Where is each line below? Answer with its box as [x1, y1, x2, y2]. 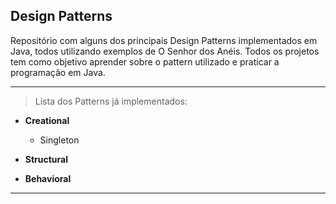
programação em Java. [10, 66, 106, 78]
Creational [24, 114, 70, 126]
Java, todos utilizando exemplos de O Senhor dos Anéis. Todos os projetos [10, 45, 320, 57]
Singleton [39, 134, 80, 146]
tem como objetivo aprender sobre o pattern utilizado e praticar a [10, 55, 280, 68]
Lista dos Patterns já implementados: [34, 95, 188, 107]
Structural [24, 153, 69, 165]
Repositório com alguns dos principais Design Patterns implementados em [10, 34, 318, 46]
